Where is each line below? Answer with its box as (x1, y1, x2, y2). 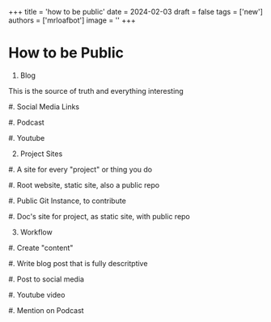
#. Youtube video (8, 290, 66, 299)
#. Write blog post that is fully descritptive (8, 258, 148, 268)
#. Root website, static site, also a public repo (8, 180, 160, 189)
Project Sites (19, 149, 63, 159)
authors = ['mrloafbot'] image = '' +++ (8, 15, 136, 25)
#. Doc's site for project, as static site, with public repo (8, 211, 190, 221)
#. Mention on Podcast (8, 305, 84, 315)
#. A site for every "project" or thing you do (8, 164, 153, 174)
